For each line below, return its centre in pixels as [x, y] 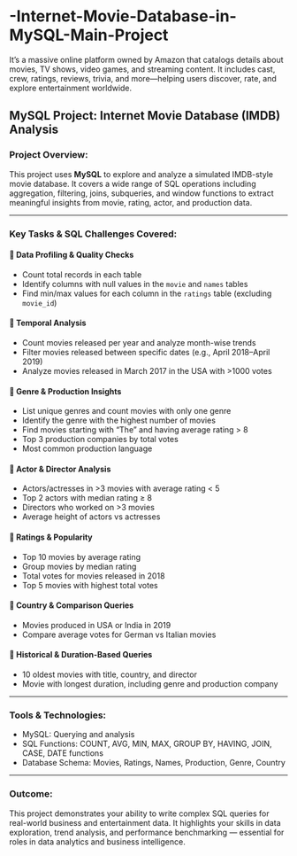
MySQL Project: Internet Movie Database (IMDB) [145, 116]
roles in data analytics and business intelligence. [97, 841]
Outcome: [31, 794]
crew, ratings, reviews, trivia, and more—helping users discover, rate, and [143, 78]
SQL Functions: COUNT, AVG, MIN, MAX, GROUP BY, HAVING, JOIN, [147, 744]
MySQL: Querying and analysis [78, 735]
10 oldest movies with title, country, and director [109, 674]
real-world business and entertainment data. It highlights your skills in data [145, 822]
